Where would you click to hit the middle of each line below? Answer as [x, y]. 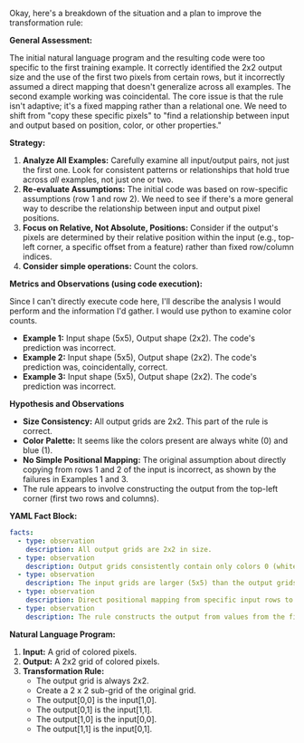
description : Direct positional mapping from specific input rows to [160, 600]
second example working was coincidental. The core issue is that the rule [146, 96]
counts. [24, 320]
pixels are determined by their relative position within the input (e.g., [149, 237]
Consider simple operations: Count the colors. [110, 266]
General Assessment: [51, 40]
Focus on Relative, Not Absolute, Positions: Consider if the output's [150, 227]
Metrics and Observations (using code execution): [106, 284]
